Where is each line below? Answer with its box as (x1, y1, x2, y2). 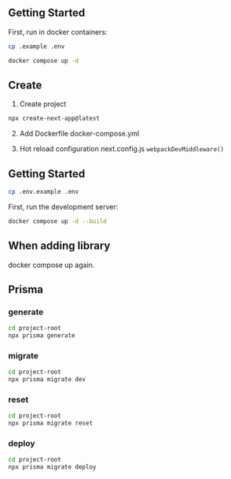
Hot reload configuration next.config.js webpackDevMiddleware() (19, 144, 225, 154)
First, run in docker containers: (8, 27, 108, 36)
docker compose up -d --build (8, 217, 108, 225)
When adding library (8, 239, 111, 253)
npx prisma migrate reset (8, 419, 93, 428)
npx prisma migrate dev (8, 376, 86, 384)
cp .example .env (8, 43, 65, 50)
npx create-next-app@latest (8, 114, 101, 123)
